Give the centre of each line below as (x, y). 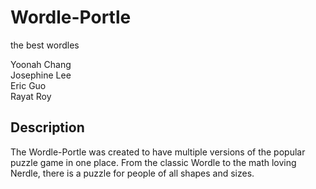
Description (47, 127)
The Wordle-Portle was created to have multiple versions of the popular (158, 152)
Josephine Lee (41, 75)
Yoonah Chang (41, 64)
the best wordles (45, 45)
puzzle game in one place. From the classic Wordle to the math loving (153, 162)
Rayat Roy (31, 96)
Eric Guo (28, 85)
